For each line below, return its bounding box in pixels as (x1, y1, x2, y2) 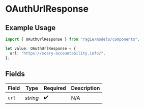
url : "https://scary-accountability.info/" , (10, 50, 106, 56)
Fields (5, 69, 25, 78)
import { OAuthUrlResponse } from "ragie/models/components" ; (5, 37, 140, 42)
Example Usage (5, 23, 56, 32)
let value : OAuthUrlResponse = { (5, 46, 76, 51)
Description (71, 85, 100, 92)
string (24, 94, 39, 101)
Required (43, 85, 66, 92)
